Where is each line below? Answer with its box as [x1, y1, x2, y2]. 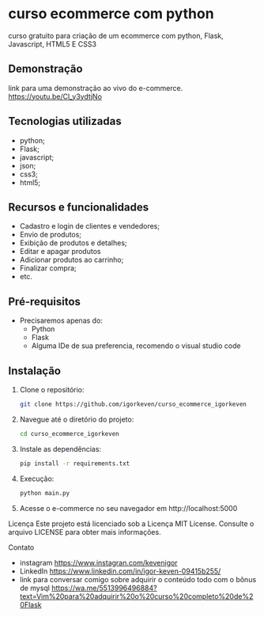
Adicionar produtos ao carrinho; [19, 255, 124, 265]
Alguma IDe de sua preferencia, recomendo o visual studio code [31, 341, 241, 350]
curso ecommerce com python [8, 5, 215, 23]
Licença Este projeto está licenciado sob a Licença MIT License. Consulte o [8, 519, 255, 528]
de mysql [19, 583, 50, 592]
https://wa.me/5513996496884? [51, 583, 157, 592]
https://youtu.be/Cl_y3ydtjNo [8, 92, 103, 101]
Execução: [19, 474, 55, 483]
